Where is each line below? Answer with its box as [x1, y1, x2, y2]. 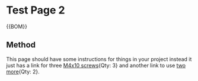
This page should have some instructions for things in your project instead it [6, 55, 192, 62]
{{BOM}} [6, 23, 28, 30]
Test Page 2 [6, 4, 65, 17]
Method [6, 40, 36, 50]
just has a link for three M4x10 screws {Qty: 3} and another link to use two [6, 62, 186, 69]
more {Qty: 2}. [6, 68, 40, 75]
